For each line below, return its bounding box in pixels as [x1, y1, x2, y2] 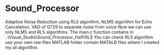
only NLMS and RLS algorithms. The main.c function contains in [5, 29, 134, 35]
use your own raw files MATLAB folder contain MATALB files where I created [5, 39, 160, 45]
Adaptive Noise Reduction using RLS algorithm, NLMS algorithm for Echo [5, 19, 152, 25]
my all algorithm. [5, 44, 39, 50]
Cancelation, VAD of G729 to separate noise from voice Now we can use [5, 24, 152, 29]
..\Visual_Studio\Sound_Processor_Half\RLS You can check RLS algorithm [5, 34, 153, 40]
